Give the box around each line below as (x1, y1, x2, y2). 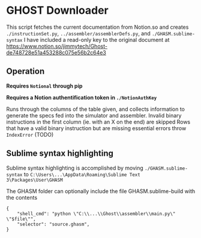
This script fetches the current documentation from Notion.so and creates (6, 23, 189, 31)
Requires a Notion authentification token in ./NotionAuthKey (6, 94, 157, 101)
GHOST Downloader (6, 4, 109, 17)
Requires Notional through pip (6, 82, 83, 89)
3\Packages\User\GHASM (6, 177, 63, 183)
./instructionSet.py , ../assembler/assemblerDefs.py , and (6, 29, 151, 37)
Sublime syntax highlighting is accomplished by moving (6, 164, 144, 171)
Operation (6, 67, 45, 77)
